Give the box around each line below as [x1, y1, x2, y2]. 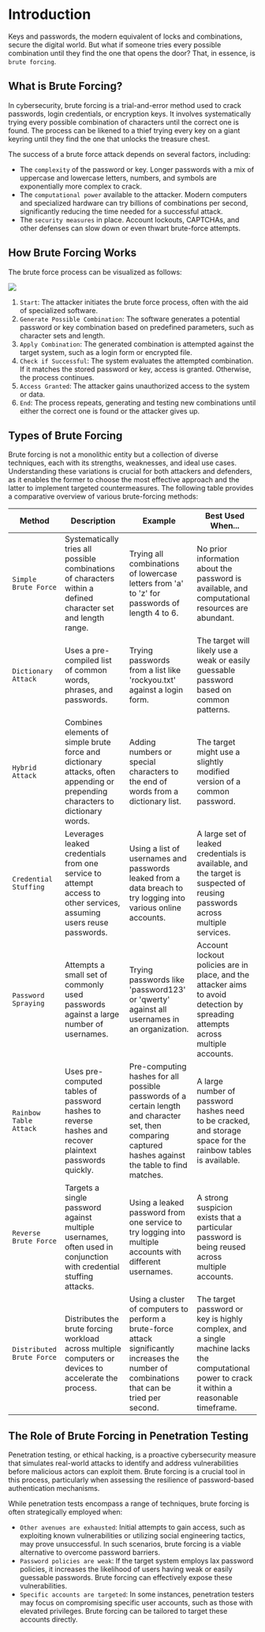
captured [129, 1140, 163, 1151]
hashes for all [129, 1071, 179, 1082]
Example [142, 515, 176, 526]
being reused [196, 1242, 246, 1253]
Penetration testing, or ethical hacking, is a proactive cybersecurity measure [8, 1450, 256, 1460]
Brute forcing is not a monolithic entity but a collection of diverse [8, 450, 218, 459]
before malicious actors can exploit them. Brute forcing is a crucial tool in [8, 1467, 246, 1477]
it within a [196, 1383, 233, 1394]
